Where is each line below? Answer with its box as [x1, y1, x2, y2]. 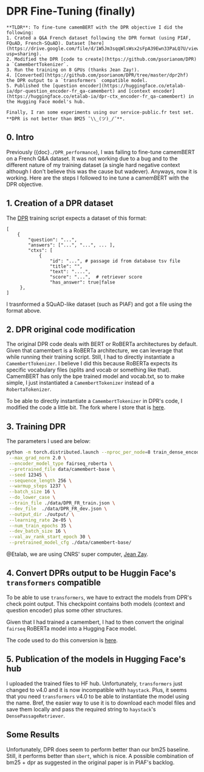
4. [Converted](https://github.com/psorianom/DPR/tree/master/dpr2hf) [6, 72, 189, 78]
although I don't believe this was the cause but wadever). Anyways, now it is [6, 168, 198, 175]
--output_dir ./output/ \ [8, 511, 75, 517]
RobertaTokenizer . [6, 385, 52, 393]
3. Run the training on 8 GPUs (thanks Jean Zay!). [6, 67, 140, 73]
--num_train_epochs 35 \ [8, 523, 72, 529]
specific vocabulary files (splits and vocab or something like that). [6, 366, 171, 374]
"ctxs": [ [28, 247, 53, 253]
